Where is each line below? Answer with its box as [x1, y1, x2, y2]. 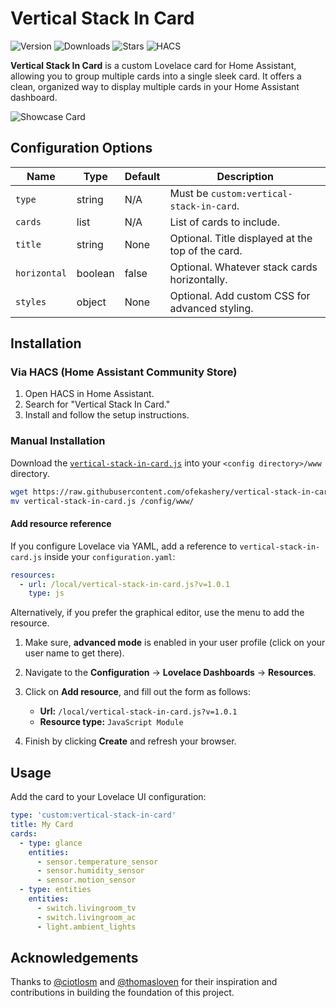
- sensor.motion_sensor [36, 875, 137, 886]
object [76, 295, 107, 309]
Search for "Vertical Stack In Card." [24, 398, 171, 411]
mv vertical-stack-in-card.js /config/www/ [10, 496, 195, 506]
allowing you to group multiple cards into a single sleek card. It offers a [10, 70, 302, 82]
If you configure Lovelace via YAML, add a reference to [10, 540, 238, 552]
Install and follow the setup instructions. [24, 409, 190, 421]
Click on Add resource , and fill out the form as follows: [24, 686, 251, 698]
